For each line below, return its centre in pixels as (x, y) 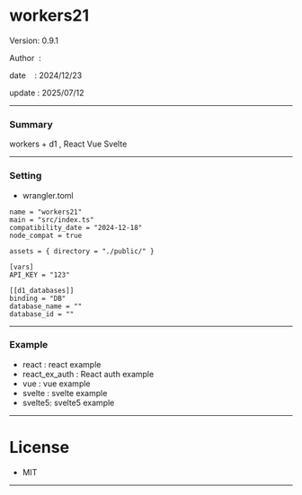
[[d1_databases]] (42, 290)
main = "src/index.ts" (52, 220)
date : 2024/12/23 (46, 75)
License (40, 448)
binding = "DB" (38, 298)
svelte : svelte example (65, 393)
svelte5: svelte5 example (68, 402)
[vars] (22, 267)
